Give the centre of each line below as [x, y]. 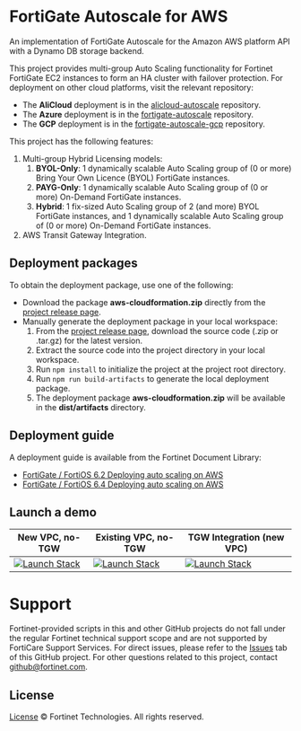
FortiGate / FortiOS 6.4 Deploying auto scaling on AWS [123, 484]
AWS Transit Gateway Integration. [84, 234]
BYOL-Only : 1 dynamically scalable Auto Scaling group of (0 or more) [163, 168]
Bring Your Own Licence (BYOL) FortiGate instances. [133, 178]
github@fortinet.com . [48, 667]
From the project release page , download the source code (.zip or [157, 330]
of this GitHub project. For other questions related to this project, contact [143, 657]
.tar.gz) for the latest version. [89, 340]
